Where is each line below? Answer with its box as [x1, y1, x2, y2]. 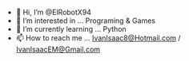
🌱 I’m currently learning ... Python [15, 25, 127, 33]
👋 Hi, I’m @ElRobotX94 [15, 8, 92, 17]
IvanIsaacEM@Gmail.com [15, 44, 101, 54]
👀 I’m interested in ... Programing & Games [15, 16, 156, 25]
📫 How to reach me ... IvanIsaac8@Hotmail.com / [15, 33, 182, 43]
